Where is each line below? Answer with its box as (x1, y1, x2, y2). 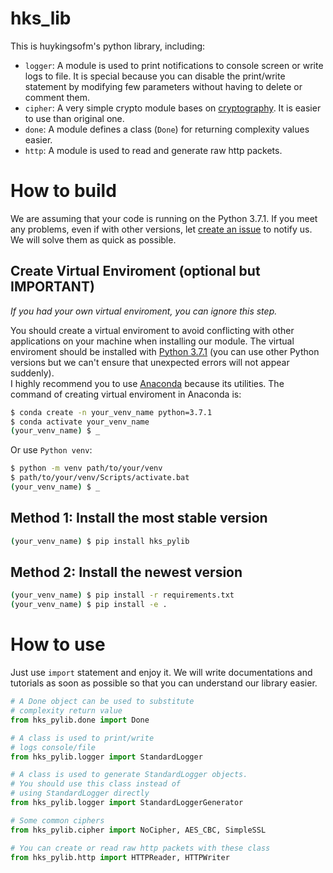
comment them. (24, 91, 90, 103)
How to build (10, 180, 117, 202)
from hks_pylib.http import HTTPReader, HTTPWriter (10, 852, 230, 862)
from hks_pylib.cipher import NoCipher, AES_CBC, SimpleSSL (10, 825, 267, 835)
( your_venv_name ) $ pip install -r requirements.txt (10, 590, 235, 601)
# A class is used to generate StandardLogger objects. (10, 770, 248, 780)
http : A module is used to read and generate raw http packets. (24, 144, 283, 156)
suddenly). (10, 367, 55, 379)
